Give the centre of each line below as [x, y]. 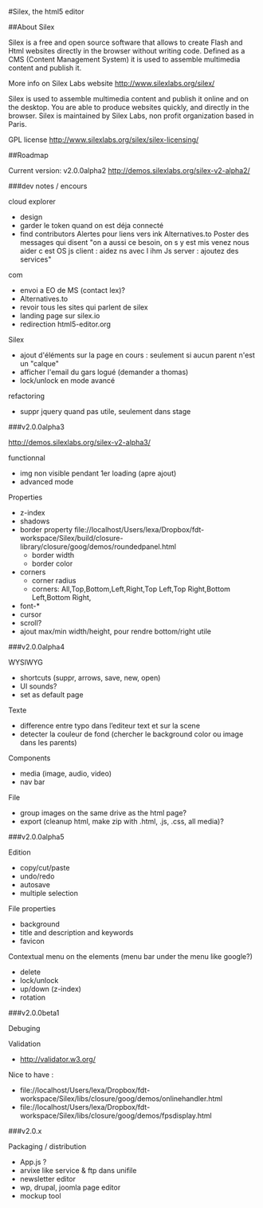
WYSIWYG [26, 662]
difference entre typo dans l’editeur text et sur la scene [110, 726]
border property [46, 529]
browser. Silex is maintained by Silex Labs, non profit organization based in [131, 116]
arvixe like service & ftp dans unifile [78, 1170]
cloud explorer [32, 201]
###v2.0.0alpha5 [36, 837]
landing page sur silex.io [60, 316]
